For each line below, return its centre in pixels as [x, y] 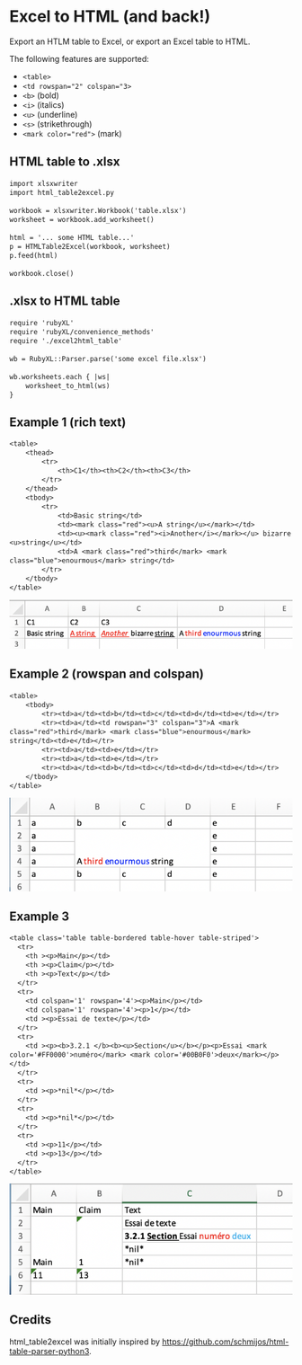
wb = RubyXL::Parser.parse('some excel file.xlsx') [108, 359]
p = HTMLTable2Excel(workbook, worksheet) [90, 246]
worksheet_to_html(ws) [68, 386]
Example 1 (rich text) [68, 422]
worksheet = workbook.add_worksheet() [82, 219]
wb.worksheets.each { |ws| [60, 377]
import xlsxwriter [44, 183]
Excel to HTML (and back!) [110, 17]
